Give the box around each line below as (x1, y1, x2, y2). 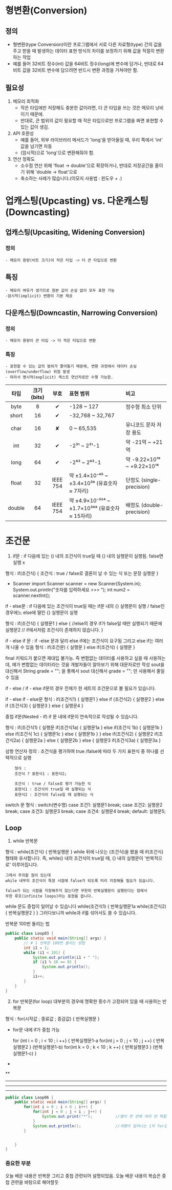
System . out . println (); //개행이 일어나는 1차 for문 (32, 1123, 168, 1128)
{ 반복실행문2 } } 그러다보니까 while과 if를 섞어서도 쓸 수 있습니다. (5, 910, 137, 916)
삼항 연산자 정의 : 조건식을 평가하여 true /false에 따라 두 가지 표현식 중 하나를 (5, 748, 159, 754)
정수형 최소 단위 (125, 403, 162, 411)
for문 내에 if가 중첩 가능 (12, 1026, 60, 1033)
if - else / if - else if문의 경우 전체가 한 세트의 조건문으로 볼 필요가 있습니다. (5, 685, 156, 692)
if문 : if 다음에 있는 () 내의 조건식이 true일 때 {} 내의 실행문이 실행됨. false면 (12, 553, 164, 559)
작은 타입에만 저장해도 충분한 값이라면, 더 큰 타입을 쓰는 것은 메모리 (20, 104, 155, 110)
